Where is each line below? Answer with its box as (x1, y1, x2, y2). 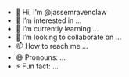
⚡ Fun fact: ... (15, 61, 59, 71)
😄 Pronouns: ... (15, 53, 66, 62)
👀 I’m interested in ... (15, 16, 82, 25)
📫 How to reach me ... (15, 42, 88, 50)
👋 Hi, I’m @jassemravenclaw (15, 8, 107, 16)
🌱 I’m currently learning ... (15, 24, 99, 33)
